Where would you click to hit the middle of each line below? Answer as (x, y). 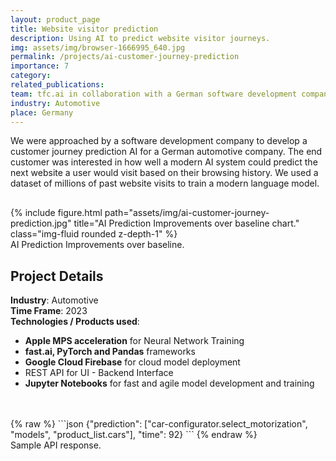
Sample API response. (56, 445)
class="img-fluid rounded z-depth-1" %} (94, 234)
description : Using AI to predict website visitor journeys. (140, 38)
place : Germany (42, 112)
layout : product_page (55, 19)
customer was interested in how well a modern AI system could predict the (164, 162)
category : (31, 76)
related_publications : (57, 85)
